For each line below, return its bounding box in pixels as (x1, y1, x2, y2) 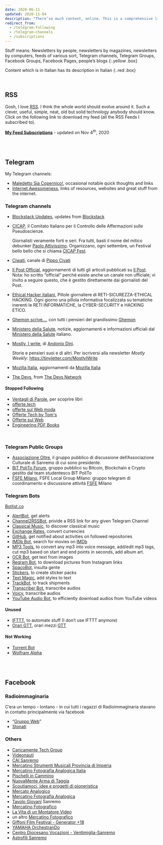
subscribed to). (5, 119, 35, 125)
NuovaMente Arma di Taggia (12, 778, 69, 784)
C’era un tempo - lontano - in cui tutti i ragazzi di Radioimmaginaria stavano (5, 704, 156, 710)
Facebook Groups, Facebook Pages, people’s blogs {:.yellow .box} (5, 58, 138, 64)
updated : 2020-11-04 (5, 12, 47, 17)
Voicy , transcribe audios (12, 590, 61, 596)
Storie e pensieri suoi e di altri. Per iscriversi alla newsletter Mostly (12, 350, 145, 356)
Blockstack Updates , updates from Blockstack (12, 214, 105, 220)
